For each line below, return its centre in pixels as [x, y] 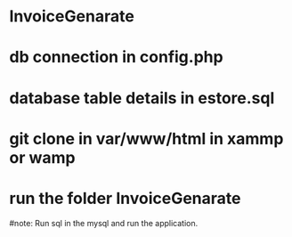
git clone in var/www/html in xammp [146, 139]
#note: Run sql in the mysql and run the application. [104, 223]
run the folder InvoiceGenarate [125, 198]
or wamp [42, 157]
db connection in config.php [117, 57]
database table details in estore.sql [142, 98]
